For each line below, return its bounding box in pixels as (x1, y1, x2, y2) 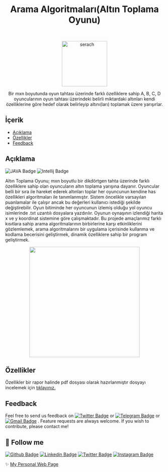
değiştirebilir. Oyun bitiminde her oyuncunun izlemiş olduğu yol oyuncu (5, 204, 152, 210)
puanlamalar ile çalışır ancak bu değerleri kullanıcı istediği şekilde (5, 199, 141, 205)
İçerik (5, 116, 24, 125)
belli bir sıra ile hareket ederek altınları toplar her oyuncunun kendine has (5, 188, 156, 195)
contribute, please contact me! (5, 424, 69, 430)
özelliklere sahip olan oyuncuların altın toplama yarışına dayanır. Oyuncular (5, 183, 160, 189)
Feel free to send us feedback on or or (5, 412, 160, 419)
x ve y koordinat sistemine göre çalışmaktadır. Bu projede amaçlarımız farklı (5, 215, 162, 221)
